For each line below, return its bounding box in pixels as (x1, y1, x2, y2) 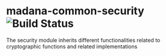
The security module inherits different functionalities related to (6, 36, 161, 43)
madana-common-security (6, 4, 145, 18)
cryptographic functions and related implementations (6, 43, 138, 50)
